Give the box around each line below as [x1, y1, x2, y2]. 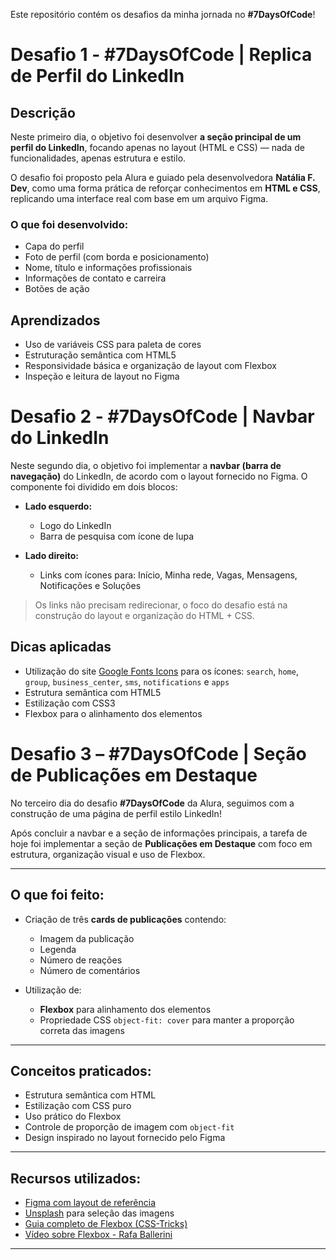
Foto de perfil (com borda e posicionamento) [24, 251, 210, 263]
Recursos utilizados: [10, 1170, 142, 1187]
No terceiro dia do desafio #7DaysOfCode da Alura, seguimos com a [10, 797, 295, 809]
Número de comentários [39, 964, 141, 976]
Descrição [10, 104, 76, 121]
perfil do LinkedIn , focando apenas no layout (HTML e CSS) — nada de [10, 142, 305, 153]
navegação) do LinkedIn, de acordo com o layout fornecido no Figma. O [10, 470, 308, 483]
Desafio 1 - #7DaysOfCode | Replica [10, 44, 313, 66]
